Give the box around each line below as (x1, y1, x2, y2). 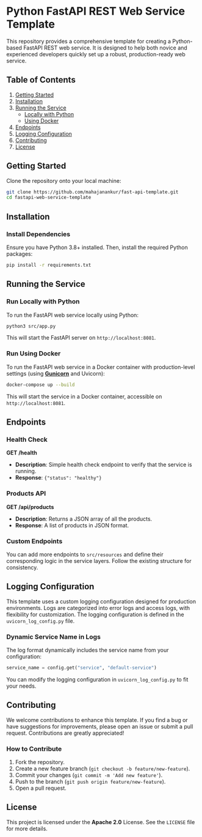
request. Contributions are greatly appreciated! (6, 729, 124, 737)
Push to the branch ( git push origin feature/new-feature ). (15, 778, 166, 785)
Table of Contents (6, 75, 76, 85)
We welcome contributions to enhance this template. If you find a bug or (6, 716, 188, 723)
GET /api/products (6, 503, 54, 510)
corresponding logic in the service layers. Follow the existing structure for (6, 557, 192, 564)
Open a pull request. (15, 784, 67, 792)
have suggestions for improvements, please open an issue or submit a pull (6, 723, 193, 730)
